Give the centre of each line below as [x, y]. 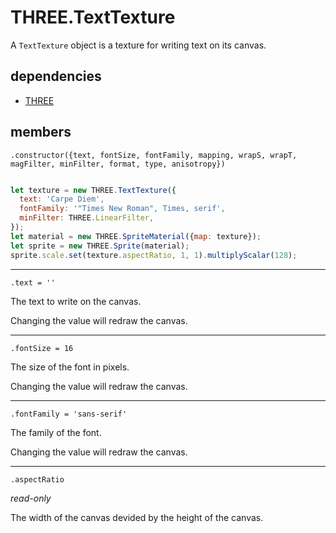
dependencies [56, 76]
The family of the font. [56, 432]
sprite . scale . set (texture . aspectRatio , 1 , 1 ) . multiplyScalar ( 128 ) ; [154, 255]
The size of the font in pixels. [70, 367]
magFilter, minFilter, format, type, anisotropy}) [118, 164]
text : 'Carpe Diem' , [62, 199]
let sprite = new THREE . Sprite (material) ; [100, 246]
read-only [31, 498]
